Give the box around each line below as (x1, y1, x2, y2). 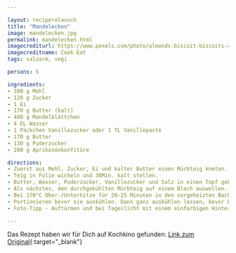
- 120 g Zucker (7, 94, 52, 101)
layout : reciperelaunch (7, 16, 77, 23)
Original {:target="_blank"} (7, 238, 83, 246)
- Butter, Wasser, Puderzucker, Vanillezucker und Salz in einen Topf (7, 179, 218, 186)
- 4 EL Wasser (7, 120, 49, 127)
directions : (7, 159, 42, 166)
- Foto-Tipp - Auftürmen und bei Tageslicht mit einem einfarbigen (7, 205, 209, 212)
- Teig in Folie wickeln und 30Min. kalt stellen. (7, 172, 159, 179)
